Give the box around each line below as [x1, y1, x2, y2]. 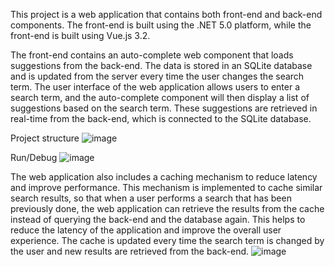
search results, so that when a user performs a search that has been [10, 192, 292, 204]
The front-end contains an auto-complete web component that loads [10, 49, 294, 61]
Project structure [10, 132, 80, 144]
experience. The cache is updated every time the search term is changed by [10, 235, 325, 246]
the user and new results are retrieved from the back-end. [10, 245, 250, 257]
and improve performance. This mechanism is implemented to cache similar [10, 182, 323, 193]
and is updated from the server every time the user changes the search [10, 70, 305, 82]
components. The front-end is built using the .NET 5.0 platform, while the [10, 19, 312, 31]
